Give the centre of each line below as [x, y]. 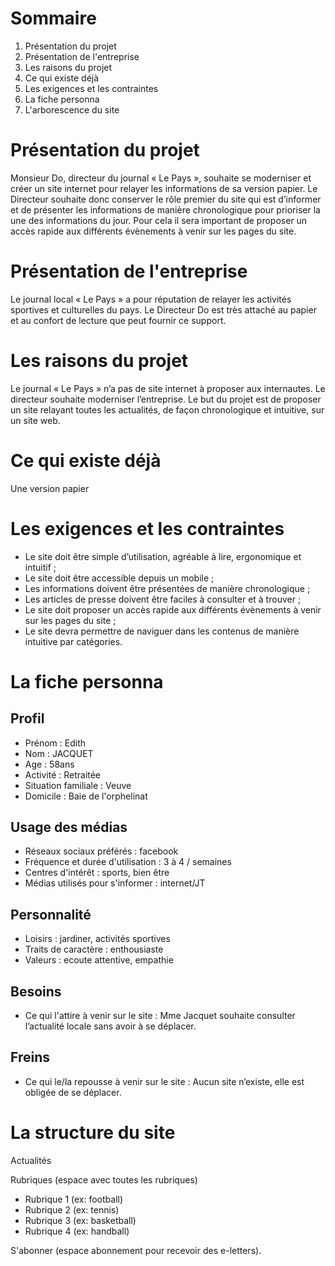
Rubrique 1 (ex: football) [74, 1199]
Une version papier [50, 488]
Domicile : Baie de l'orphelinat [86, 796]
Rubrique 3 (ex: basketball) [80, 1220]
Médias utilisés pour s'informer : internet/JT [115, 883]
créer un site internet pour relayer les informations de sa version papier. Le [164, 188]
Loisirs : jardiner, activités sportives [97, 939]
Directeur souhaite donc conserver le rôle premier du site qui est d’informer [166, 199]
